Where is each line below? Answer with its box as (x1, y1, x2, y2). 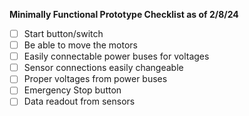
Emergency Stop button (23, 84, 122, 96)
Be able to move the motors (23, 39, 138, 51)
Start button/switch (23, 28, 104, 39)
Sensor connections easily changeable (23, 62, 184, 74)
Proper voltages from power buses (23, 73, 168, 85)
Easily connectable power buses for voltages (23, 50, 210, 63)
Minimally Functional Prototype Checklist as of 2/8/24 (9, 9, 239, 20)
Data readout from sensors (23, 95, 136, 108)
